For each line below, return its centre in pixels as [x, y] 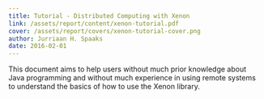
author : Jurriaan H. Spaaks [56, 39]
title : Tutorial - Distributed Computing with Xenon [99, 16]
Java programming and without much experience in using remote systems [132, 78]
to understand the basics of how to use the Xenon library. [104, 87]
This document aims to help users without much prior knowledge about [128, 69]
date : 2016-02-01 [38, 46]
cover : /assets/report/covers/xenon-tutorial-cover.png [104, 31]
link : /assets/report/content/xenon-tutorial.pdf [94, 24]
